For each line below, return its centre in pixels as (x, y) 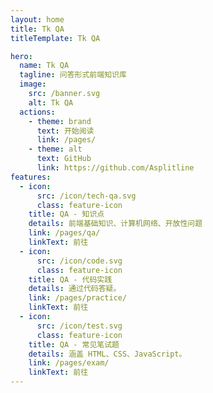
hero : (21, 56)
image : (33, 84)
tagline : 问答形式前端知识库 (73, 75)
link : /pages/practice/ (78, 298)
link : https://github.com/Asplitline (115, 168)
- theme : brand (60, 121)
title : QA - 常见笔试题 (74, 344)
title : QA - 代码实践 (70, 279)
